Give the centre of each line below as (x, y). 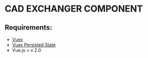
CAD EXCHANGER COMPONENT (74, 9)
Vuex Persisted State (34, 45)
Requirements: (29, 27)
